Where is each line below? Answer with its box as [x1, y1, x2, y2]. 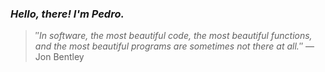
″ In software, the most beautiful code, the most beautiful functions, [34, 30, 313, 42]
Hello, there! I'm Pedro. [10, 7, 125, 21]
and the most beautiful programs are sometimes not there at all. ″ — [34, 40, 315, 52]
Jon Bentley [34, 51, 85, 63]
